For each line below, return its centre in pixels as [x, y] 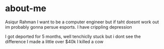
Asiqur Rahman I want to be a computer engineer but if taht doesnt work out [82, 22]
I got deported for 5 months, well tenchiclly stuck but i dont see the [73, 36]
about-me [26, 8]
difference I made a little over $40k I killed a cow [55, 41]
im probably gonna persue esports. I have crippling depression [69, 27]
